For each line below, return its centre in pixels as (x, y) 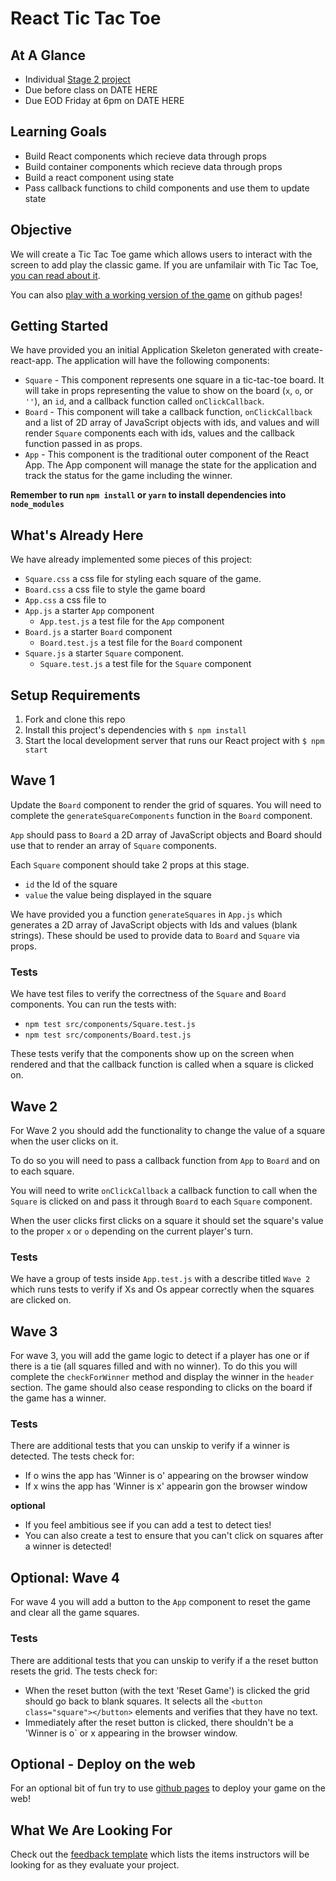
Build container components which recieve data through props (153, 166)
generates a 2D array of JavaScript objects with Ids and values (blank (154, 924)
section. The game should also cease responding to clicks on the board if (161, 1388)
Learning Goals (59, 132)
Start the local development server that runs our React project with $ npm (174, 741)
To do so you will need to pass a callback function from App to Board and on (165, 1160)
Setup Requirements (75, 695)
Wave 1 (33, 780)
